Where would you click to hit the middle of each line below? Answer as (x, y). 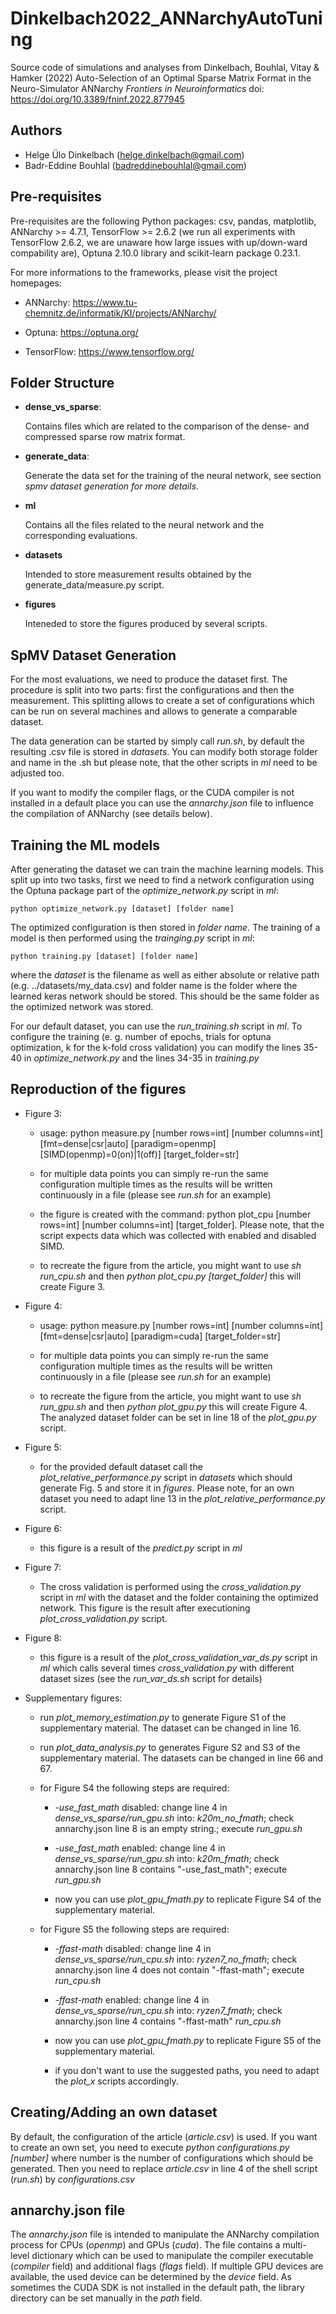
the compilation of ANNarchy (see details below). (111, 814)
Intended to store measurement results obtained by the (138, 574)
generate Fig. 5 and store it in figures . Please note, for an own (167, 1488)
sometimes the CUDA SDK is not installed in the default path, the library (157, 2288)
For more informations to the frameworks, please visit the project (144, 272)
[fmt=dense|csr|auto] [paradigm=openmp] (128, 1143)
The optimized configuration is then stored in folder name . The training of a (165, 927)
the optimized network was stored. (82, 1006)
